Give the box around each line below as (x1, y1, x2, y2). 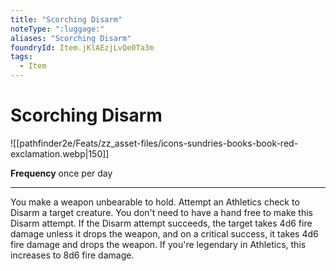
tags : (10, 52, 33, 62)
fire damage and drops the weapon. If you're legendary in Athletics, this (10, 238, 307, 250)
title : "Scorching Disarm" (10, 14, 123, 25)
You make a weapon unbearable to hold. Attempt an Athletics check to (10, 196, 300, 208)
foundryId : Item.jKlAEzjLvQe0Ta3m (10, 42, 155, 53)
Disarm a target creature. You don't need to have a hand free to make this (10, 206, 313, 218)
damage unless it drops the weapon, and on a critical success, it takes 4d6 (10, 227, 319, 240)
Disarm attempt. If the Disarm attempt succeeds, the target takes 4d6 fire (10, 217, 313, 229)
